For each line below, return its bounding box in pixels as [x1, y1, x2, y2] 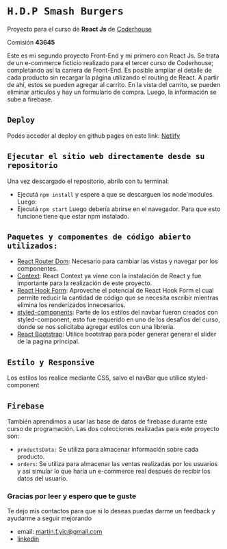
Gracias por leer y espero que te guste [7, 491, 137, 501]
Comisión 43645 [7, 38, 55, 46]
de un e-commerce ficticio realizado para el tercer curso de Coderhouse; [7, 58, 214, 66]
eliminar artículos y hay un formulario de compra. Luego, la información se [7, 88, 217, 96]
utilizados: [7, 241, 58, 251]
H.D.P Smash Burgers [7, 5, 124, 18]
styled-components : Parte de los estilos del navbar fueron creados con [16, 308, 219, 317]
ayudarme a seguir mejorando [7, 514, 92, 522]
